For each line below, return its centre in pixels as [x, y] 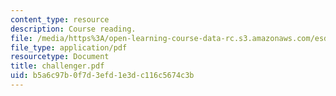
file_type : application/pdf [69, 47]
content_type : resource [60, 19]
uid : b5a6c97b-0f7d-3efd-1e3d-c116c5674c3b [102, 76]
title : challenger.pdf [57, 66]
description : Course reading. [73, 29]
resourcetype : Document [60, 57]
